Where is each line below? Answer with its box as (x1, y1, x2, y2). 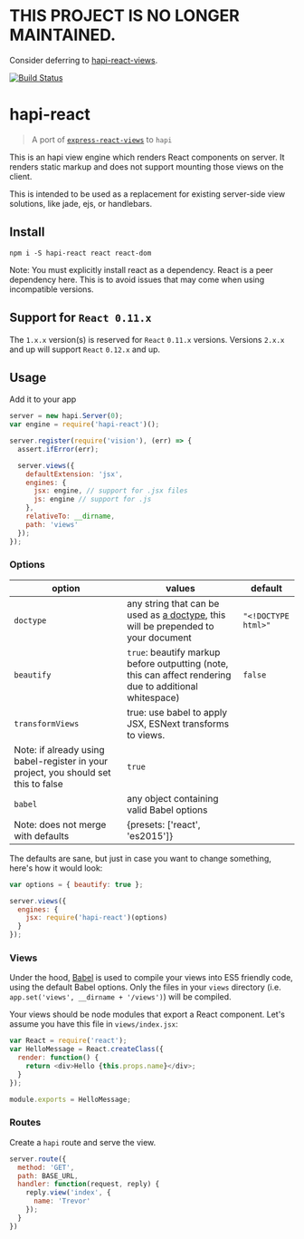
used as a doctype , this (126, 609, 226, 621)
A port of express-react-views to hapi (31, 133, 173, 145)
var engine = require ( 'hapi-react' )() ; (9, 420, 160, 429)
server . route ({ (9, 1154, 67, 1164)
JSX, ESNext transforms (126, 717, 229, 730)
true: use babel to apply (126, 706, 228, 718)
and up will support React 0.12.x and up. (9, 344, 161, 355)
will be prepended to (126, 619, 214, 632)
